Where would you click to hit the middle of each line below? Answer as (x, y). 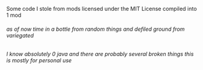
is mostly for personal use (39, 60)
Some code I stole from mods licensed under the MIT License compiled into (102, 9)
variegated (20, 35)
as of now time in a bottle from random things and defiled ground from (96, 29)
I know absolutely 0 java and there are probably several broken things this (100, 54)
